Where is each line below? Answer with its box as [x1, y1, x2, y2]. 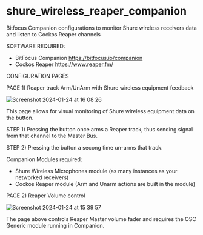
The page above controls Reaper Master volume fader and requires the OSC [6, 215, 197, 222]
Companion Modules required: [6, 156, 82, 163]
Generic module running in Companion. [6, 222, 105, 229]
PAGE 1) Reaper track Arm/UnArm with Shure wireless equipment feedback [6, 84, 194, 91]
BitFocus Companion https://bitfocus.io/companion [15, 54, 143, 61]
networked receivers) [15, 174, 69, 181]
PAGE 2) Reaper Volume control [6, 192, 85, 199]
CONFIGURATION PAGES [6, 72, 69, 79]
